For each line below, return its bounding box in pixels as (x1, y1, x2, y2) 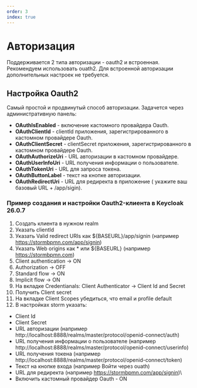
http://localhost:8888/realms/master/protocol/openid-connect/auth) (15, 331, 180, 339)
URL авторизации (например (15, 325, 87, 332)
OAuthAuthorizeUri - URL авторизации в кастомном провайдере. (15, 153, 179, 160)
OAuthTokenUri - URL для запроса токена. (15, 165, 121, 173)
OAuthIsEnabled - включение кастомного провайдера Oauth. (15, 122, 169, 129)
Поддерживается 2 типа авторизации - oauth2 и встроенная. (6, 59, 160, 66)
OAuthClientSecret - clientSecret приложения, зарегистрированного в (15, 141, 191, 148)
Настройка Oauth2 (6, 88, 79, 98)
